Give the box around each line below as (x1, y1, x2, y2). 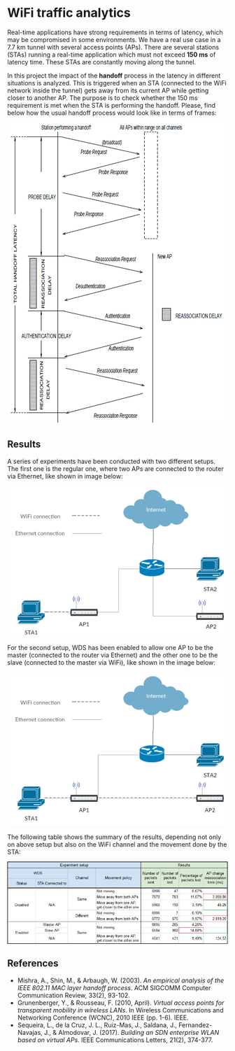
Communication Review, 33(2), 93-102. (17, 991, 131, 999)
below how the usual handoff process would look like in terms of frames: (7, 108, 217, 117)
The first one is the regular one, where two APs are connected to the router (7, 464, 224, 473)
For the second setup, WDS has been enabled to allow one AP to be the (7, 643, 213, 651)
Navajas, (17, 1028, 43, 1036)
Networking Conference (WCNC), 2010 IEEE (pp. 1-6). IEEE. (17, 1013, 189, 1022)
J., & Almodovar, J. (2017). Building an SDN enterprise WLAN (44, 1028, 220, 1036)
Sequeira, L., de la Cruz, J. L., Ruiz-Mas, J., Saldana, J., (17, 1020, 177, 1029)
